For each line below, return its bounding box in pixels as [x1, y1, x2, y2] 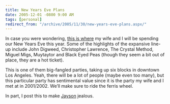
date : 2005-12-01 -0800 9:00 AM [5, 12, 74, 17]
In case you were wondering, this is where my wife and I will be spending [5, 36, 159, 42]
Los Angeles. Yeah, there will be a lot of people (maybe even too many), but [5, 72, 164, 79]
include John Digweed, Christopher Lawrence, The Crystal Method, [12, 46, 154, 52]
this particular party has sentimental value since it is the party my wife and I [5, 78, 164, 84]
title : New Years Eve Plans [5, 7, 65, 13]
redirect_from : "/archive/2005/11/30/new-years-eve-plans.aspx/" [5, 21, 147, 27]
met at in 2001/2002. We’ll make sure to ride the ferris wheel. [5, 83, 133, 89]
